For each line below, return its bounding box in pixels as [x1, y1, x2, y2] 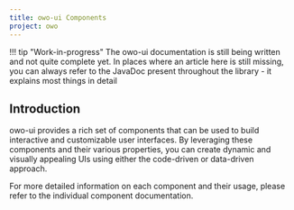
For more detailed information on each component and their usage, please [9, 181, 286, 192]
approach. [9, 163, 48, 174]
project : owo [9, 22, 59, 31]
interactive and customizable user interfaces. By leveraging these [9, 134, 253, 145]
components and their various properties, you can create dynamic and [9, 144, 271, 155]
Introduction [9, 101, 81, 116]
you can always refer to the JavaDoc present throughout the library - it [9, 65, 272, 77]
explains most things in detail [9, 75, 117, 86]
